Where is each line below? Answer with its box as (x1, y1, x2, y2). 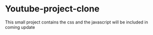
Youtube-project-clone (5, 3, 100, 14)
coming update (5, 24, 35, 30)
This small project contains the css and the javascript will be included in (5, 19, 149, 25)
